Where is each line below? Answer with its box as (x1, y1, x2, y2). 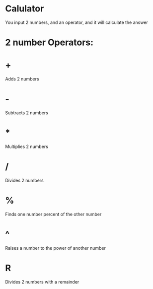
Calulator (5, 3, 44, 14)
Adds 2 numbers (5, 76, 39, 82)
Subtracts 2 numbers (5, 110, 48, 116)
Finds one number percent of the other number (5, 211, 102, 217)
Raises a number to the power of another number (5, 245, 106, 251)
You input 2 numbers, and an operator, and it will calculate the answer (5, 19, 148, 25)
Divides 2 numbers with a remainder (5, 279, 79, 285)
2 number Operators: (5, 37, 93, 48)
